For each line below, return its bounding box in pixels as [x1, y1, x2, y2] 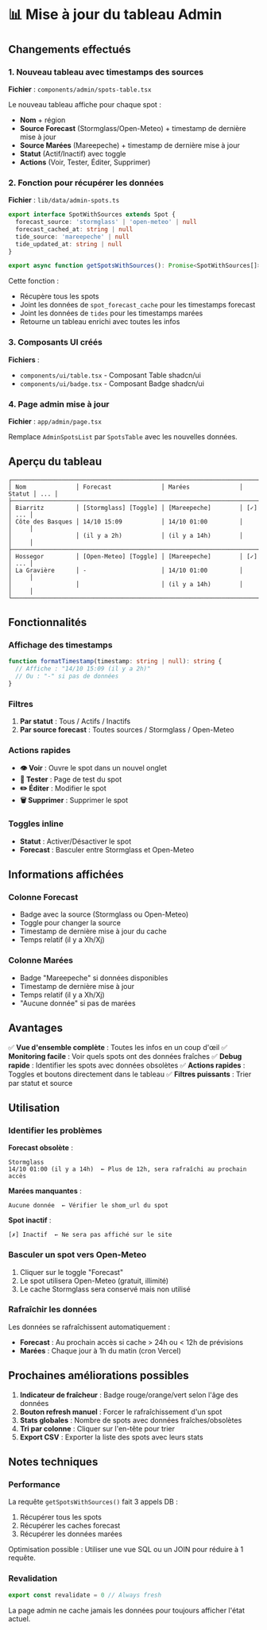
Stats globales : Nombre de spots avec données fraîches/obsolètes [19, 1415, 242, 1425]
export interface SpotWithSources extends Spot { [8, 211, 176, 218]
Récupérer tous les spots [19, 1512, 102, 1522]
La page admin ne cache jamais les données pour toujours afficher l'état [8, 1605, 245, 1615]
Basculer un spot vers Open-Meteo [8, 1250, 147, 1261]
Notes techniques [8, 1455, 99, 1469]
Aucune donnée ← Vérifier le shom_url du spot [8, 1202, 169, 1210]
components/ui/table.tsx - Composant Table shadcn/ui [19, 370, 201, 380]
